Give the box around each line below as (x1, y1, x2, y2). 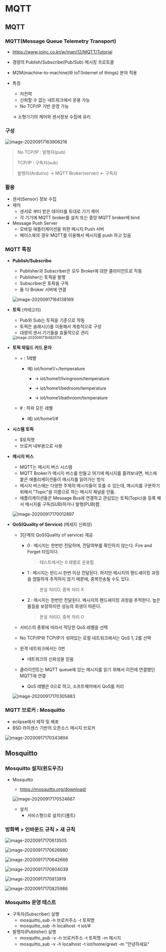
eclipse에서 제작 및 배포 (12, 719, 59, 725)
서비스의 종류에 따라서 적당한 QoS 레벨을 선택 (19, 624, 108, 630)
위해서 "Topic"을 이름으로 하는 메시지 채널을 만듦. (19, 488, 116, 494)
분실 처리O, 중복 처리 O (39, 613, 84, 619)
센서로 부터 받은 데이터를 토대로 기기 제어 (19, 208, 100, 214)
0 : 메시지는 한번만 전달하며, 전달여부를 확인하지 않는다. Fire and (27, 542, 152, 548)
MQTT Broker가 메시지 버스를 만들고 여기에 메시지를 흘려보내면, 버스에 (19, 470, 157, 476)
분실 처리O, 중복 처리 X (39, 586, 84, 592)
